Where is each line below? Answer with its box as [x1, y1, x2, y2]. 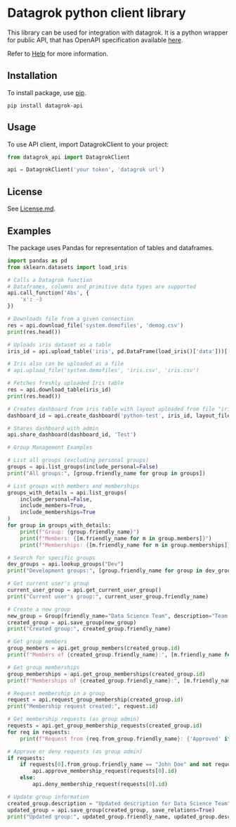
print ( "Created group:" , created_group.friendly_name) [7, 626, 171, 633]
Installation [7, 70, 58, 82]
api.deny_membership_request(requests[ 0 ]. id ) [32, 781, 169, 788]
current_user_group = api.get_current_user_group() [7, 587, 162, 594]
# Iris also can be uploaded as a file [7, 361, 124, 368]
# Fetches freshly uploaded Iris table [7, 380, 124, 387]
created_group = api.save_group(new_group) [7, 618, 137, 626]
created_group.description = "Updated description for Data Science [7, 800, 212, 807]
